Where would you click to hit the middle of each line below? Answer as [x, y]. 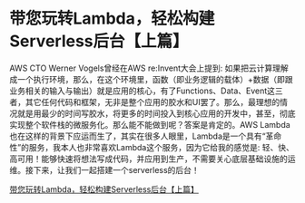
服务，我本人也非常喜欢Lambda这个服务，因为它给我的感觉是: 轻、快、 [162, 147]
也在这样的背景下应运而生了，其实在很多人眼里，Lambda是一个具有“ [138, 136]
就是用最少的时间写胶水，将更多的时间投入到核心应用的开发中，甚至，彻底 [156, 113]
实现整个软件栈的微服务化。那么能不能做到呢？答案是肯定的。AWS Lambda [150, 124]
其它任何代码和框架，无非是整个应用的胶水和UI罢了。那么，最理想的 [152, 101]
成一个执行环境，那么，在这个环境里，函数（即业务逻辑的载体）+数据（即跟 [151, 79]
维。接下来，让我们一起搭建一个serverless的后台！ [104, 169]
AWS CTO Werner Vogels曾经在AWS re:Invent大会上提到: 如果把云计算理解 [149, 68]
